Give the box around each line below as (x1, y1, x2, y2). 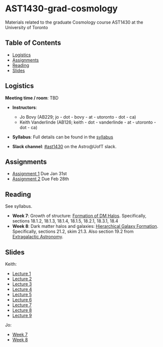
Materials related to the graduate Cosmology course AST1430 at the (5, 19, 144, 25)
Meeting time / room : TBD (5, 95, 59, 101)
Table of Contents (5, 39, 62, 47)
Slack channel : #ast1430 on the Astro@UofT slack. (12, 143, 117, 149)
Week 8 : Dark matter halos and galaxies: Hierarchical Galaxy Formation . (12, 223, 159, 229)
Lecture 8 (12, 307, 32, 313)
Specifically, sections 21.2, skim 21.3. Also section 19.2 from (12, 228, 134, 234)
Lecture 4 (12, 286, 32, 292)
